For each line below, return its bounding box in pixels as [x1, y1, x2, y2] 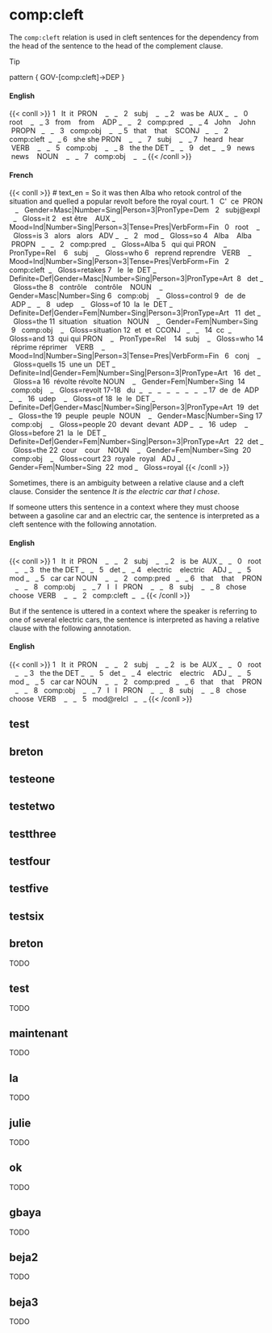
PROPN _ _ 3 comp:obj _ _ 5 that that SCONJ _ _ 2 [10, 126, 229, 136]
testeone [9, 772, 56, 786]
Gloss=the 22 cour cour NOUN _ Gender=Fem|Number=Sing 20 [12, 446, 252, 455]
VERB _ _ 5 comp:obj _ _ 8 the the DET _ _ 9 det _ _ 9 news [10, 143, 255, 153]
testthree [9, 827, 57, 840]
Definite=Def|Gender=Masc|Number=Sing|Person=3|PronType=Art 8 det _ [9, 274, 264, 283]
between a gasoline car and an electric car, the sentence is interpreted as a [9, 511, 260, 521]
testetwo [9, 799, 56, 813]
